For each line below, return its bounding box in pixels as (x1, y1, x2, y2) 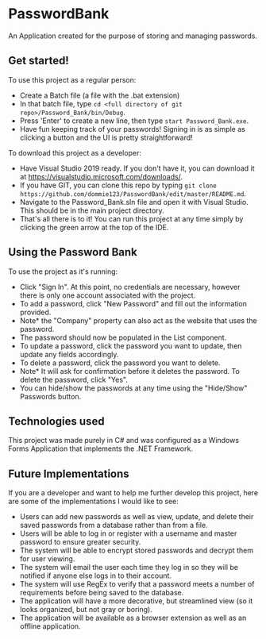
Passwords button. (19, 391, 82, 401)
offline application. (19, 622, 81, 631)
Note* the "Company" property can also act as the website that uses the (19, 315, 257, 325)
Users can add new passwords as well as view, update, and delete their (19, 512, 254, 522)
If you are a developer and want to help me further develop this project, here (8, 488, 259, 498)
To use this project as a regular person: (8, 75, 137, 84)
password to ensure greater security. (19, 537, 141, 547)
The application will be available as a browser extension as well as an (19, 613, 247, 623)
